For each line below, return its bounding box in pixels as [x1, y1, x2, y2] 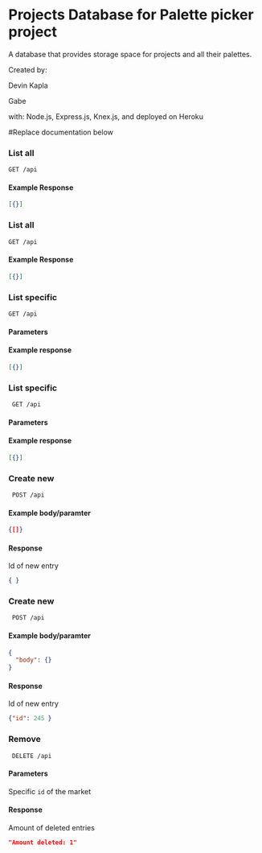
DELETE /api [11, 752, 52, 760]
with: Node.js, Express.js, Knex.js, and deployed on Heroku [8, 111, 203, 122]
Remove [8, 734, 42, 745]
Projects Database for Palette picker [8, 6, 255, 24]
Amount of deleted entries [8, 822, 95, 832]
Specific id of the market [8, 786, 92, 796]
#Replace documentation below [8, 127, 114, 137]
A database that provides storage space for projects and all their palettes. [8, 49, 252, 59]
